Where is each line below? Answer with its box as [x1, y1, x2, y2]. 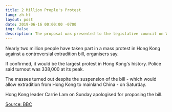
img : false [5, 27, 29, 32]
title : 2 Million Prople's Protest [5, 7, 81, 13]
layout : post [5, 17, 33, 22]
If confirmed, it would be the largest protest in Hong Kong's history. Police [5, 61, 161, 66]
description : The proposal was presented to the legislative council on [5, 31, 164, 36]
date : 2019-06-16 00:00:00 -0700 [5, 21, 77, 27]
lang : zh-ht [5, 12, 31, 17]
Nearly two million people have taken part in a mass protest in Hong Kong [5, 46, 160, 51]
